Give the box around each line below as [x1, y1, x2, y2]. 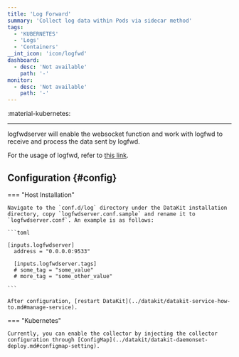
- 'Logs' [14, 37, 40, 44]
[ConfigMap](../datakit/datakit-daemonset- [77, 336, 208, 343]
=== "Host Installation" [7, 190, 75, 199]
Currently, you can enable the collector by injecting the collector [7, 330, 218, 337]
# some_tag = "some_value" [14, 266, 94, 274]
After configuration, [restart [7, 297, 100, 304]
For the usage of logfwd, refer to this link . [7, 151, 129, 160]
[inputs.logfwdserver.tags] [14, 260, 97, 267]
